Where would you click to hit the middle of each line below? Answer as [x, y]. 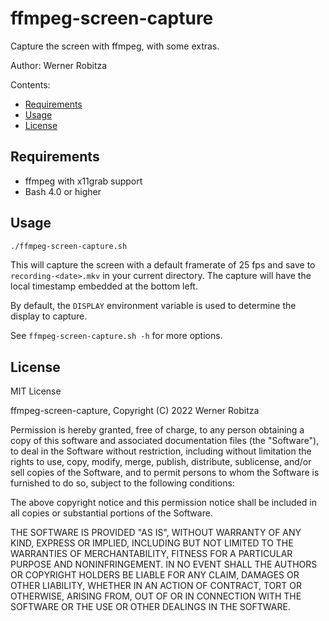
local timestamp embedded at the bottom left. [104, 286]
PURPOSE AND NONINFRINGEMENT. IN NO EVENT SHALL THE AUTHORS [164, 564]
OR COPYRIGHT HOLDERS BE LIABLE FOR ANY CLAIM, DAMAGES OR [155, 575]
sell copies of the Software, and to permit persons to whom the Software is [165, 473]
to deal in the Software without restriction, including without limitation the [161, 451]
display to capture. [49, 316]
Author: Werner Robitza [59, 65]
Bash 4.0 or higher [63, 191]
